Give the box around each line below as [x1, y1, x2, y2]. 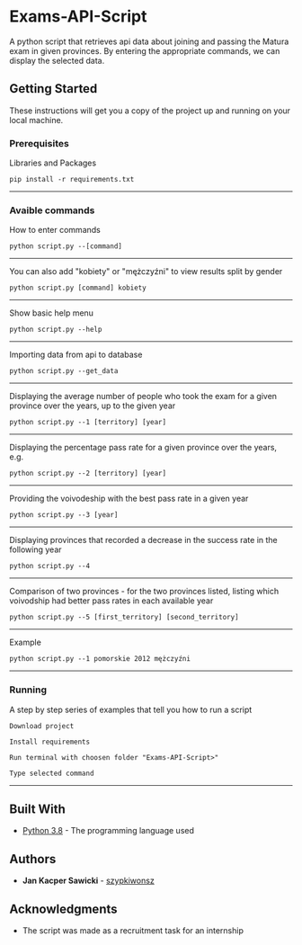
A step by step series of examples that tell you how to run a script [9, 704, 253, 715]
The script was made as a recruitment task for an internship [22, 925, 244, 936]
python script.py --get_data [9, 367, 119, 376]
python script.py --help [9, 325, 102, 334]
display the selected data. [9, 55, 105, 66]
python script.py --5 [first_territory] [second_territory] [9, 613, 240, 622]
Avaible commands [9, 204, 95, 217]
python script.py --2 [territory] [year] [9, 469, 167, 478]
